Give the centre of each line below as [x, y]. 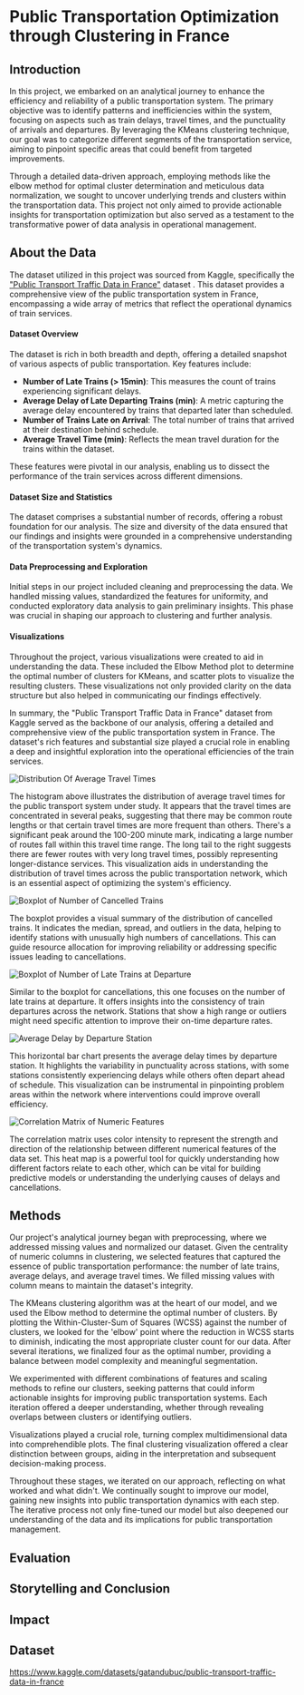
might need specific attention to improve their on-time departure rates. [141, 1020]
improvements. [37, 159]
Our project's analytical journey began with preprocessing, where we [138, 1237]
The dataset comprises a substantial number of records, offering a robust [146, 517]
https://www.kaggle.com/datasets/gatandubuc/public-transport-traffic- [142, 1672]
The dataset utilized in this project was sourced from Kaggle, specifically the [152, 275]
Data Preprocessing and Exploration [79, 566]
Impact [29, 1619]
